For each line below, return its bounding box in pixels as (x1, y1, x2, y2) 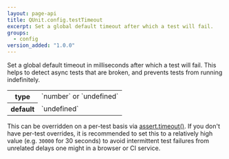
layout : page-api (7, 10, 57, 17)
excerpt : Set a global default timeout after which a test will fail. (7, 23, 214, 30)
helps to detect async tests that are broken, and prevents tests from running (7, 68, 223, 76)
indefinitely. (7, 76, 40, 83)
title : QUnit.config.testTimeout (7, 17, 103, 23)
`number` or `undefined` (41, 92, 119, 101)
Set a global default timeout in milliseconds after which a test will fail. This (7, 61, 217, 69)
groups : (7, 29, 30, 36)
